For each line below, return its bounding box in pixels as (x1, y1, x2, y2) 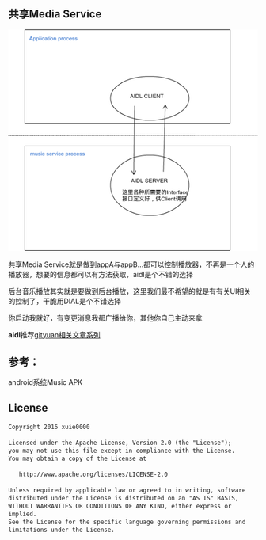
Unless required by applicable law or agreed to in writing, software (8, 486, 246, 495)
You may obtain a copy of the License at (8, 454, 147, 463)
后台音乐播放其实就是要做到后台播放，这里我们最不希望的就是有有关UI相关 (8, 286, 252, 295)
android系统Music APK (8, 378, 83, 387)
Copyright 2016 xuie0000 (8, 423, 90, 432)
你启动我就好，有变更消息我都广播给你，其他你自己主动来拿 (8, 313, 203, 322)
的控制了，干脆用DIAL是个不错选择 (8, 296, 121, 306)
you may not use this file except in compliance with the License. (8, 447, 236, 455)
